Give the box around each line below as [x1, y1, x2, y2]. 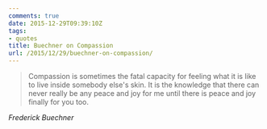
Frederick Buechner [8, 113, 74, 122]
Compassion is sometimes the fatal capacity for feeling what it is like [27, 72, 257, 81]
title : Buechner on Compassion [8, 42, 114, 50]
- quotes [8, 34, 38, 43]
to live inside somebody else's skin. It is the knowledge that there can [27, 80, 260, 89]
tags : [8, 27, 27, 35]
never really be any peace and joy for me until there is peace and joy [27, 89, 257, 98]
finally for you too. [27, 98, 90, 106]
